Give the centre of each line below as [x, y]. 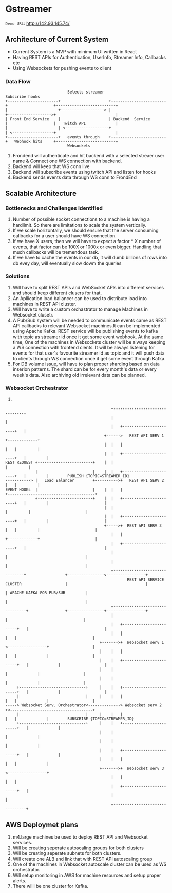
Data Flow [18, 81]
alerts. [20, 881]
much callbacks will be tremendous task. [56, 252]
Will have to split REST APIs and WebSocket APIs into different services [88, 288]
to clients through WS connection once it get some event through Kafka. [89, 359]
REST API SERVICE [146, 580]
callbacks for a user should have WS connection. [64, 236]
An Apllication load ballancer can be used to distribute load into [80, 299]
